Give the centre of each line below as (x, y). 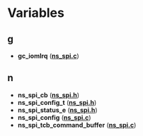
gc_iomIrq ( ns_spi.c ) (48, 56)
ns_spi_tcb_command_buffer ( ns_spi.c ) (77, 125)
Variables (36, 13)
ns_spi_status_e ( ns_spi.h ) (57, 110)
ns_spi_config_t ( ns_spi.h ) (57, 102)
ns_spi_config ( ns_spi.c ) (54, 117)
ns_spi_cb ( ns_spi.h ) (48, 95)
